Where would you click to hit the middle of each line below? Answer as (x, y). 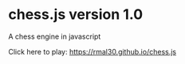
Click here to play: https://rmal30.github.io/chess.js (92, 51)
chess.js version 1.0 (76, 15)
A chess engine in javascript (55, 36)
